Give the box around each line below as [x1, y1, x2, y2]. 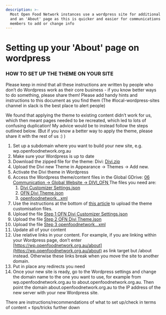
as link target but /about [103, 247, 152, 253]
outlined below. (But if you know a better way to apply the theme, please [5, 128, 153, 134]
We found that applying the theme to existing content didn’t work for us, [5, 112, 152, 118]
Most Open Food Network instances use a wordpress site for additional [10, 12, 161, 17]
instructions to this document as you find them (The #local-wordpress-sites [5, 97, 160, 103]
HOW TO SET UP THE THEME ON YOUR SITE [5, 70, 114, 77]
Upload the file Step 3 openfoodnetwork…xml [12, 221, 106, 227]
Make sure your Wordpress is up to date [12, 153, 94, 159]
